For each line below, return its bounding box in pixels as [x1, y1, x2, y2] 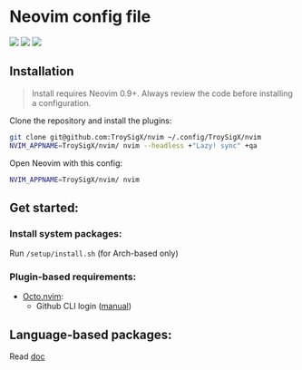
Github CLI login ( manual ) [35, 301, 132, 312]
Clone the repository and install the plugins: [9, 115, 172, 126]
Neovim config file [9, 6, 151, 27]
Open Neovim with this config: [9, 157, 123, 169]
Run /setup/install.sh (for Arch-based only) [9, 248, 179, 259]
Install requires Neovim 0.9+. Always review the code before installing [31, 88, 293, 99]
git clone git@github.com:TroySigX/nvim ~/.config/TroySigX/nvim [9, 132, 261, 141]
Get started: [9, 200, 79, 215]
